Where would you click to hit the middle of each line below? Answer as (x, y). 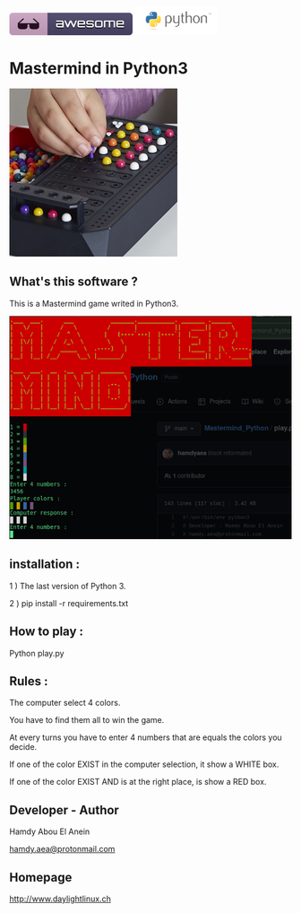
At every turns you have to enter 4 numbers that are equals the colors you (146, 737)
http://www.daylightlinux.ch (60, 899)
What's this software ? (74, 282)
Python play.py (37, 653)
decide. (23, 747)
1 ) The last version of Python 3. (68, 586)
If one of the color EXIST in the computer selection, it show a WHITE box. (144, 764)
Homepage (41, 877)
